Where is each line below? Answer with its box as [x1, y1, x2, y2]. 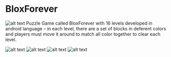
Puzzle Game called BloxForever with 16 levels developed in [26, 20, 153, 26]
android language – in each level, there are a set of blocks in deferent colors [5, 25, 166, 31]
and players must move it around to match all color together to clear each [5, 31, 161, 37]
